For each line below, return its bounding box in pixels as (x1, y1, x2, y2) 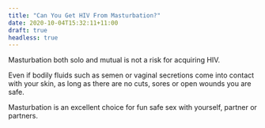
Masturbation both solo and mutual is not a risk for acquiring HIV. (8, 55, 220, 65)
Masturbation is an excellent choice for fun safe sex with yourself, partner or (8, 103, 257, 112)
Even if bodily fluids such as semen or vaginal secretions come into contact (8, 70, 255, 80)
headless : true (8, 33, 59, 42)
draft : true (8, 26, 47, 34)
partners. (8, 111, 38, 121)
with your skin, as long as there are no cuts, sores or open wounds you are (8, 79, 252, 88)
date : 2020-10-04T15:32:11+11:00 (8, 19, 119, 27)
